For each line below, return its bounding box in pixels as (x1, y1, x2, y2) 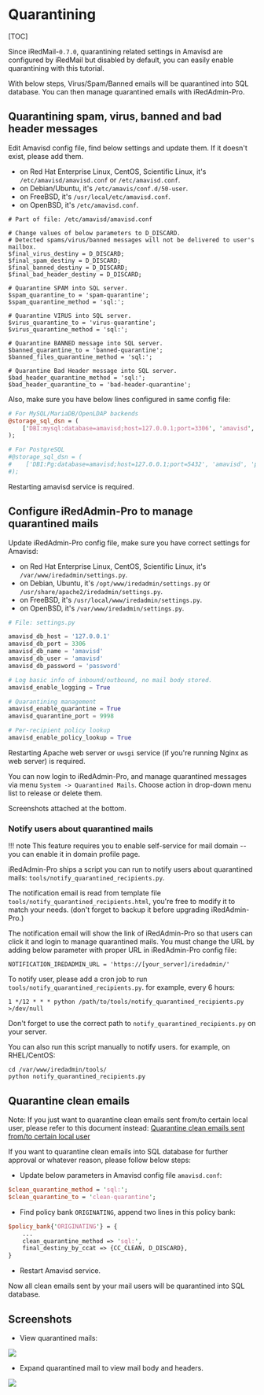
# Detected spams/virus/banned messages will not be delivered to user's (8, 236, 255, 244)
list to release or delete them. (8, 788, 103, 798)
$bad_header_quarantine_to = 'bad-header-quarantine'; (8, 380, 192, 389)
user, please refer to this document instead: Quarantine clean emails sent (8, 1124, 245, 1133)
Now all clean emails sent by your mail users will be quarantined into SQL (8, 1281, 245, 1291)
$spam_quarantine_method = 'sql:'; (8, 297, 125, 306)
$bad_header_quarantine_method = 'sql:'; (8, 374, 146, 382)
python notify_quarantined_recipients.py (8, 1072, 146, 1081)
